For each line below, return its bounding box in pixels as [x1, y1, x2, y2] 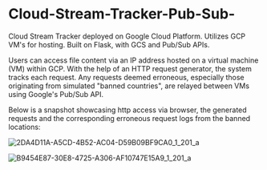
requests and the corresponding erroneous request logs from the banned [8, 113, 251, 123]
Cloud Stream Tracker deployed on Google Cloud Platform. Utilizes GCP [8, 31, 246, 41]
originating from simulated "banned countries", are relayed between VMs [8, 81, 250, 91]
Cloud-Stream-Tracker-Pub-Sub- [8, 5, 236, 23]
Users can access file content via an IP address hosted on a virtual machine [8, 55, 259, 65]
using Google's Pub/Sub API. [8, 89, 104, 99]
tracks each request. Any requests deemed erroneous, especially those [8, 72, 245, 82]
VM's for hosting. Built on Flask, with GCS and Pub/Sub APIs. [8, 39, 210, 49]
